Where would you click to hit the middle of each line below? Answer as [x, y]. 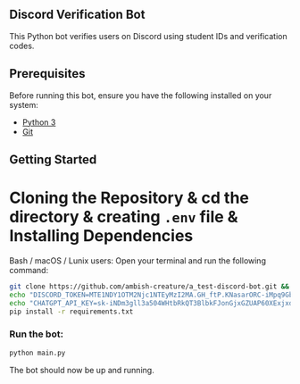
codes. [22, 46]
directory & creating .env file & [124, 217]
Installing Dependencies [101, 236]
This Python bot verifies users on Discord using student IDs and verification [148, 36]
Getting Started [53, 160]
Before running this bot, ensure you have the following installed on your [141, 95]
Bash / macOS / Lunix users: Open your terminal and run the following [137, 260]
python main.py [37, 353]
